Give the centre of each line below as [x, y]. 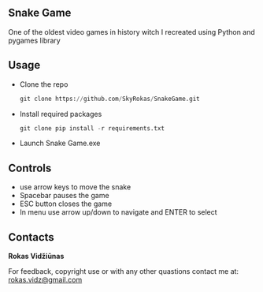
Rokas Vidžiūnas [36, 256]
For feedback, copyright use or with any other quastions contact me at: [123, 271]
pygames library [34, 40]
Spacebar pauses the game [64, 196]
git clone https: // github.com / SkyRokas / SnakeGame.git [109, 99]
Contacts [31, 237]
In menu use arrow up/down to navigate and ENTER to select [119, 212]
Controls [30, 168]
